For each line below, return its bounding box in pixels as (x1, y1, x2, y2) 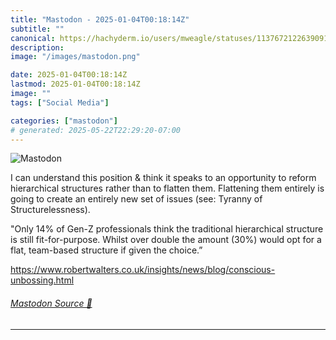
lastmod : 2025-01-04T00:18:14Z (10, 79, 141, 90)
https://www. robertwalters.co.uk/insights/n (10, 264, 188, 276)
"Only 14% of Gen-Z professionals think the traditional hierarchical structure (10, 223, 324, 235)
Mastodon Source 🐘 (10, 297, 93, 309)
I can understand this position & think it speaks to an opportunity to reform (10, 172, 317, 184)
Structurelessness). (10, 204, 91, 216)
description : (10, 42, 65, 53)
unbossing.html (10, 274, 75, 286)
